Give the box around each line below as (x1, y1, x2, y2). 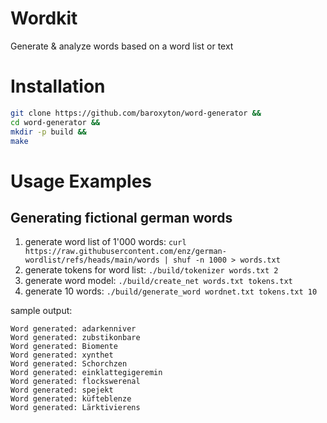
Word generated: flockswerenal (10, 377, 141, 387)
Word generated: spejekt (10, 385, 114, 396)
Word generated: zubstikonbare (10, 333, 141, 343)
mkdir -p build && (10, 127, 87, 137)
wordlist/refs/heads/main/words (24, 255, 160, 266)
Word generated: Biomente (10, 342, 118, 352)
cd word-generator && (10, 117, 101, 127)
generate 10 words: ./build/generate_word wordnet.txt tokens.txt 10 (24, 285, 318, 297)
